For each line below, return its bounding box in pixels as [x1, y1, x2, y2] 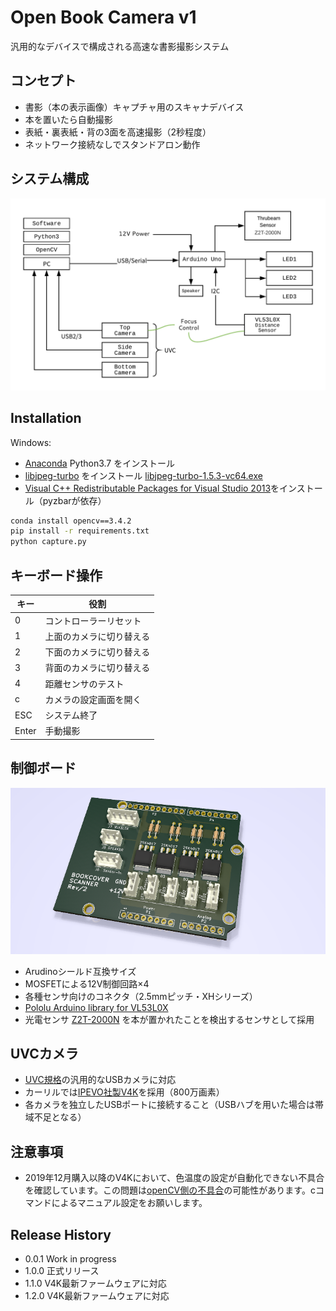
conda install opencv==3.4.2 [10, 516, 132, 526]
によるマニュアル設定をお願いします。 [51, 1197, 208, 1209]
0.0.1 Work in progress [24, 1252, 117, 1265]
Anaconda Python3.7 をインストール [24, 457, 175, 469]
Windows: [10, 436, 52, 448]
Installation [10, 410, 82, 427]
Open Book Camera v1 [10, 6, 197, 29]
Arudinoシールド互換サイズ [24, 965, 137, 977]
